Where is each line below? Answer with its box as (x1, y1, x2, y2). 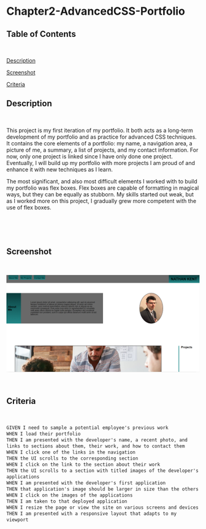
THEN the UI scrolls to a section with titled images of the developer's (6, 468, 199, 474)
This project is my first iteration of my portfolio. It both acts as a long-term (6, 126, 193, 134)
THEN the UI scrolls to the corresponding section (6, 455, 139, 461)
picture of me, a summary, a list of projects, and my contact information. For (6, 146, 199, 153)
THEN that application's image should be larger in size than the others (6, 486, 199, 492)
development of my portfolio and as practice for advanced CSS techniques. (6, 133, 197, 141)
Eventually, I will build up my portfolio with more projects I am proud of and (6, 159, 195, 166)
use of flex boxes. (6, 204, 51, 211)
